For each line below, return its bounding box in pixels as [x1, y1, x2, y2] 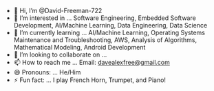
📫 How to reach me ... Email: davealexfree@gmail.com [13, 59, 171, 66]
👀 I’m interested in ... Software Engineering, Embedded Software [13, 14, 196, 22]
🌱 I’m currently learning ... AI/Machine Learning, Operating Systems [13, 28, 205, 37]
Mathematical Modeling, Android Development [13, 43, 146, 51]
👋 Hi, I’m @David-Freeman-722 [13, 7, 103, 14]
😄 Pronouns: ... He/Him [13, 68, 81, 76]
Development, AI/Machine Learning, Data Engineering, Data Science [13, 21, 208, 29]
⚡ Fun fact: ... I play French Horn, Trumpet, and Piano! [13, 76, 167, 84]
